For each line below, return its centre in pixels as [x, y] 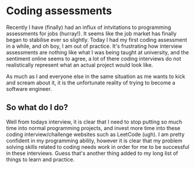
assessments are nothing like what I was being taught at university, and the [97, 52]
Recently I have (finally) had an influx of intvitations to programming [89, 27]
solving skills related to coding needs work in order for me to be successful [98, 147]
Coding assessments [59, 11]
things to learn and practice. [40, 159]
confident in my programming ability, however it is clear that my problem [94, 141]
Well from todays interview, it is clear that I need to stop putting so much [94, 122]
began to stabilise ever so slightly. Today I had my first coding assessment [97, 40]
